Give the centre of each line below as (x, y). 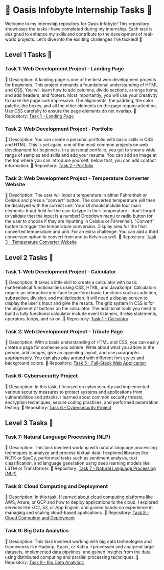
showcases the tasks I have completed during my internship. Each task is (79, 28)
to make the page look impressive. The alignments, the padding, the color (79, 100)
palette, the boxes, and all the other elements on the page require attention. (81, 106)
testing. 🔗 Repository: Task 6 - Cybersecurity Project (58, 407)
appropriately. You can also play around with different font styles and (75, 358)
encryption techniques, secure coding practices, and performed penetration (82, 402)
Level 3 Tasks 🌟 (29, 423)
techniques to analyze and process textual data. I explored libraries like (77, 453)
